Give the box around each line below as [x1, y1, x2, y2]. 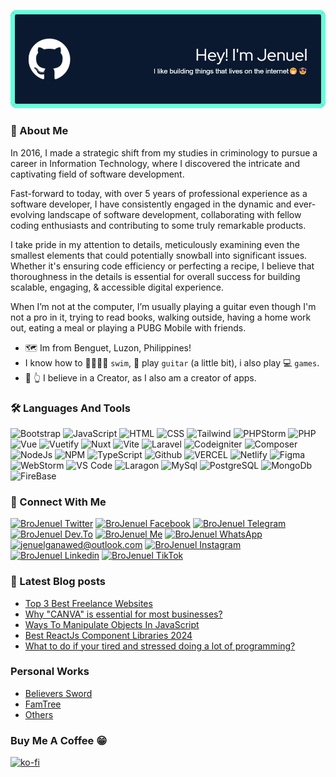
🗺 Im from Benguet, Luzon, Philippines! [24, 341, 192, 354]
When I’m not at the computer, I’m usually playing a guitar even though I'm [10, 300, 317, 312]
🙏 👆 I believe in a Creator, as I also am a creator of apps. [24, 371, 257, 384]
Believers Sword [24, 687, 93, 699]
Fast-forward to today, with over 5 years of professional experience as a [10, 187, 308, 199]
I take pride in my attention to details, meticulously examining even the [10, 238, 300, 250]
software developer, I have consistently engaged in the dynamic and [10, 198, 292, 210]
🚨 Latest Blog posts [10, 575, 107, 589]
